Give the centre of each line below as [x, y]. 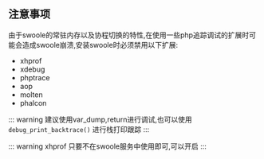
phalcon [33, 103]
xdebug [32, 69]
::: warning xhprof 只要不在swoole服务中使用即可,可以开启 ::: [108, 146]
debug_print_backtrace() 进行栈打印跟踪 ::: [79, 129]
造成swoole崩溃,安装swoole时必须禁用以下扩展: [100, 45]
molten [31, 95]
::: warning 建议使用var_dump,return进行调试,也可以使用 [100, 119]
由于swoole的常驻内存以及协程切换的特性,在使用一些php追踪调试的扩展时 [129, 35]
